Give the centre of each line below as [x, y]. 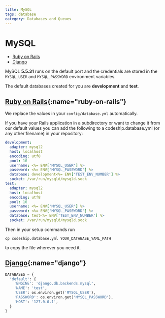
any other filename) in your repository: [44, 134]
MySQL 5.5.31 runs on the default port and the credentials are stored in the [81, 71]
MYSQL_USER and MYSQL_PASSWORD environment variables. [60, 77]
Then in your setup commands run [40, 230]
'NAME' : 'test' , [31, 288]
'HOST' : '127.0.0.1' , [36, 302]
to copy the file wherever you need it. [43, 247]
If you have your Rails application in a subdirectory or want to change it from [82, 123]
